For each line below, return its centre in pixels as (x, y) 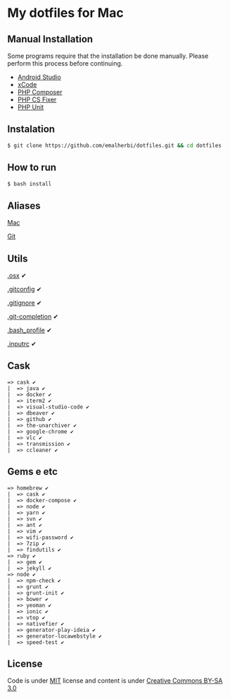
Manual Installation (50, 39)
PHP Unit (31, 107)
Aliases (24, 206)
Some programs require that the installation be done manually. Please (108, 56)
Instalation (31, 129)
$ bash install (30, 184)
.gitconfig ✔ (25, 289)
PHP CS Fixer (37, 99)
